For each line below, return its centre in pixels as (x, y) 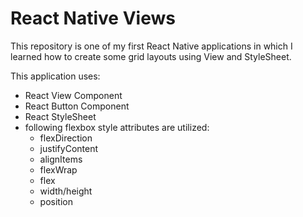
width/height (66, 191)
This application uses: (55, 76)
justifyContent (69, 148)
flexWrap (58, 169)
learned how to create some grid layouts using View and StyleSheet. (151, 56)
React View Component (73, 95)
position (56, 201)
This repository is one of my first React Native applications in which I (151, 46)
